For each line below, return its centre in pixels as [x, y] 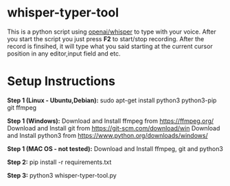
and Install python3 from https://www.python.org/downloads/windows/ [107, 135]
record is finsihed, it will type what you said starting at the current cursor [110, 46]
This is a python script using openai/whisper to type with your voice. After [112, 32]
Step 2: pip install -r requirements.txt [59, 162]
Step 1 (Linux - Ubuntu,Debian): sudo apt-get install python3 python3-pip [112, 100]
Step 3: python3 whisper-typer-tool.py [62, 175]
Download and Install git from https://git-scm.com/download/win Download [114, 128]
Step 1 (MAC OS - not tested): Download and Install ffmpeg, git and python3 [115, 148]
